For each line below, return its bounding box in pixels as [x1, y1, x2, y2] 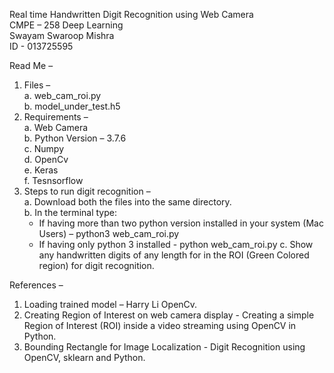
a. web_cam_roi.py [23, 90, 102, 101]
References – [9, 279, 64, 291]
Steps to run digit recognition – [23, 185, 151, 197]
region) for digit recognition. [38, 260, 155, 271]
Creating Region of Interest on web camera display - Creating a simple [23, 309, 315, 321]
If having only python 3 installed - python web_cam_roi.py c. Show [38, 239, 314, 250]
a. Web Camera [23, 122, 89, 133]
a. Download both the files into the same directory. [23, 196, 232, 208]
